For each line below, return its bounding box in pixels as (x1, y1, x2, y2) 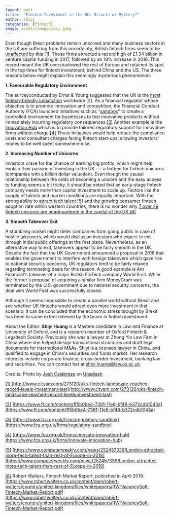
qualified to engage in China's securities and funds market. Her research (5, 350, 157, 356)
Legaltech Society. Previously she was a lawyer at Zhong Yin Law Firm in (5, 334, 158, 340)
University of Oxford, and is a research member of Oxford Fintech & (5, 329, 147, 335)
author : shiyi (5, 17, 36, 22)
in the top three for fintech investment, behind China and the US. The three (5, 67, 162, 73)
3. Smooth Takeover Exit (5, 218, 58, 225)
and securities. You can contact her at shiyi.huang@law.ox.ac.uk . (5, 361, 142, 367)
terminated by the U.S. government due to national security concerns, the (5, 282, 159, 288)
